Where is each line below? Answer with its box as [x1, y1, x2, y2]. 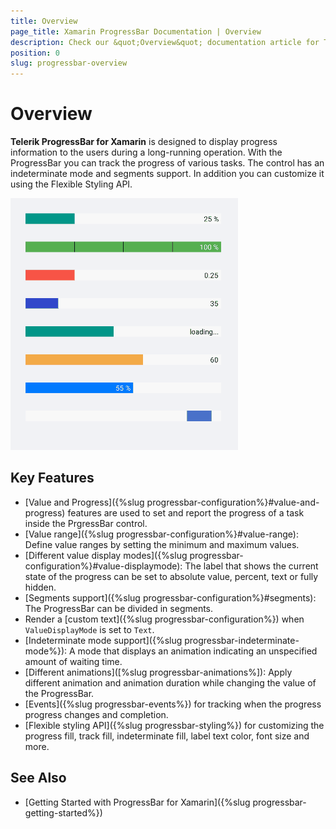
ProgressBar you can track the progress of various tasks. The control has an [10, 157, 325, 169]
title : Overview [10, 16, 78, 26]
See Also [10, 770, 67, 787]
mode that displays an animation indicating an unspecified [77, 645, 318, 657]
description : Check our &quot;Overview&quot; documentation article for [10, 37, 320, 47]
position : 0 [10, 48, 60, 58]
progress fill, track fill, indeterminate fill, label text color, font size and [24, 730, 310, 742]
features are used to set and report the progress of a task [67, 506, 305, 519]
